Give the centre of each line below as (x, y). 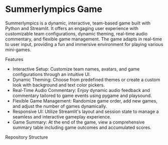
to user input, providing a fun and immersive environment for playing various (84, 44)
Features (14, 59)
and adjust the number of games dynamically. (60, 106)
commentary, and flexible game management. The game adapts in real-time (83, 39)
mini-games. (18, 49)
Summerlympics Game (54, 9)
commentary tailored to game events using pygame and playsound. (82, 95)
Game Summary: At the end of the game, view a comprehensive (78, 122)
